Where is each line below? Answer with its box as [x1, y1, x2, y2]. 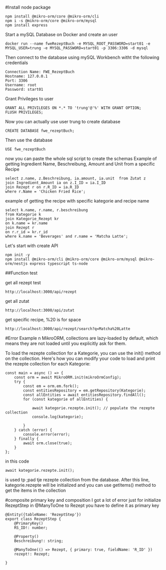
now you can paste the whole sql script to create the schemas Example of [5, 155, 157, 161]
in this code [5, 458, 29, 464]
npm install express [5, 23, 48, 28]
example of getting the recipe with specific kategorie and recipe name [5, 198, 150, 204]
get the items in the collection [5, 487, 66, 493]
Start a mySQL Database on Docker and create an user [5, 32, 118, 37]
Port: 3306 [5, 78, 28, 83]
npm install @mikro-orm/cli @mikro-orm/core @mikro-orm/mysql [5, 257, 137, 262]
